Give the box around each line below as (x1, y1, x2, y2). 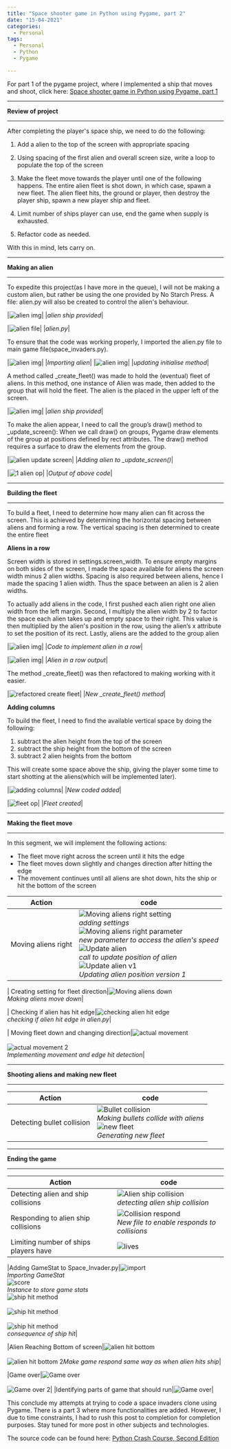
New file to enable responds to (116, 1217, 217, 1227)
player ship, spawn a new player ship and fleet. (16, 196, 151, 204)
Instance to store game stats (7, 1285, 89, 1293)
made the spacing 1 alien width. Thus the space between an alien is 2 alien (7, 579, 219, 587)
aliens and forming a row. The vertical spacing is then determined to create (7, 523, 220, 531)
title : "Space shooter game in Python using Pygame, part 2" (7, 10, 186, 17)
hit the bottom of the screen (16, 881, 97, 889)
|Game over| (7, 1370, 43, 1379)
